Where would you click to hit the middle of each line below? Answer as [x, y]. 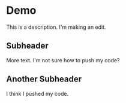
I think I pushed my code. [37, 93]
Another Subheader [44, 79]
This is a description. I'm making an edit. [56, 27]
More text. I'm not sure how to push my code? [63, 60]
